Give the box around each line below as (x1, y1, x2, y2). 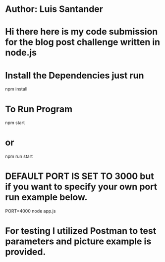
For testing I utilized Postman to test (5, 225, 157, 237)
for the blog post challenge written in (5, 37, 160, 48)
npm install (5, 86, 28, 92)
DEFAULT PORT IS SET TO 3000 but (5, 171, 155, 182)
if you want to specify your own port (5, 181, 158, 192)
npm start (5, 120, 25, 126)
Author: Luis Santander (5, 3, 103, 15)
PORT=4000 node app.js (5, 208, 56, 214)
